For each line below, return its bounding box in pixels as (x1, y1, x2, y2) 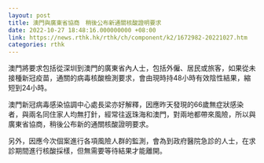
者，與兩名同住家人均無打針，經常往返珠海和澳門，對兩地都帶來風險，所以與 (8, 109, 256, 119)
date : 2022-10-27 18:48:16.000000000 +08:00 (8, 26, 156, 34)
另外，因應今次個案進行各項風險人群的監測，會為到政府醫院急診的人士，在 (8, 136, 249, 146)
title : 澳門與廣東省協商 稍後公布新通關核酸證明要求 (8, 19, 162, 27)
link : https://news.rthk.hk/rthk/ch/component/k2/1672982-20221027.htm (8, 33, 247, 42)
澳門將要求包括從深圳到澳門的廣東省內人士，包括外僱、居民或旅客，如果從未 (8, 64, 256, 73)
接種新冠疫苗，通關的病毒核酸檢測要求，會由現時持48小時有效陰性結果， (8, 73, 244, 83)
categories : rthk (8, 41, 65, 49)
